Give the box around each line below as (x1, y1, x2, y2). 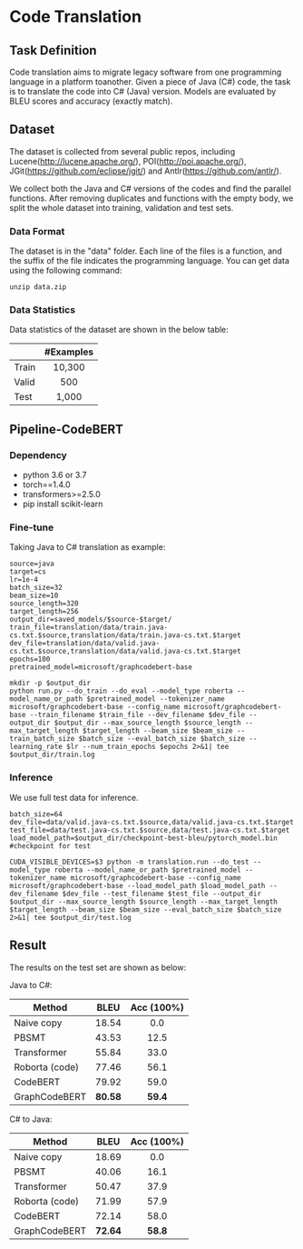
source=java (9, 559, 54, 569)
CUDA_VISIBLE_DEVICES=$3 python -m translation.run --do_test (9, 857, 249, 866)
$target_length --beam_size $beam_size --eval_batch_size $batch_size (9, 904, 282, 914)
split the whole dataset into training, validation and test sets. (9, 202, 234, 213)
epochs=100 (9, 654, 51, 664)
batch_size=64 (9, 809, 64, 819)
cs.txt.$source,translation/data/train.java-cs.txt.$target (9, 631, 242, 640)
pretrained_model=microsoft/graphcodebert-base (9, 663, 193, 672)
